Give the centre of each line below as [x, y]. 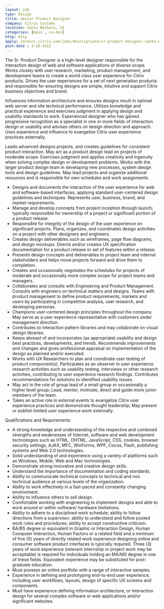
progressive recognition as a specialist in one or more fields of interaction [79, 121]
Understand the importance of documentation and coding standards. [82, 471]
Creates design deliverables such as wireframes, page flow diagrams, [82, 239]
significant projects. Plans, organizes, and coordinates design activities [83, 228]
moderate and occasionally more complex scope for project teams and [83, 275]
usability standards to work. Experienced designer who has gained [72, 116]
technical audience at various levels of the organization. [68, 481]
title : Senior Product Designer [38, 19]
